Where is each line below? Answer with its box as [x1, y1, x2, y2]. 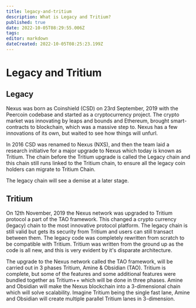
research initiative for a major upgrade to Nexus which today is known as [6, 147, 182, 154]
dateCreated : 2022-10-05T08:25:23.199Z [6, 41, 104, 47]
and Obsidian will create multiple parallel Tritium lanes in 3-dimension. [6, 295, 176, 302]
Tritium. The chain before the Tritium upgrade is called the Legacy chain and [6, 153, 191, 160]
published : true [6, 19, 46, 25]
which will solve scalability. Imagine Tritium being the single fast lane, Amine [6, 289, 190, 296]
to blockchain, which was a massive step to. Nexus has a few [30, 123, 178, 130]
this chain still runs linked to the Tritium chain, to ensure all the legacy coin [6, 159, 185, 166]
